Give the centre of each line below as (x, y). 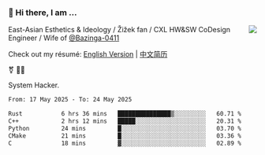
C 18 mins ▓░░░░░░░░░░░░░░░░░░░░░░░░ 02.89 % (125, 143)
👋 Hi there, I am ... (43, 13)
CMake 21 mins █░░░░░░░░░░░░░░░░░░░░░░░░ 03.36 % (125, 136)
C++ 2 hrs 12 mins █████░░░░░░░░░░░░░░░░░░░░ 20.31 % (125, 121)
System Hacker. (34, 85)
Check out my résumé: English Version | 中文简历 (88, 54)
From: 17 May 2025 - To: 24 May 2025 (70, 100)
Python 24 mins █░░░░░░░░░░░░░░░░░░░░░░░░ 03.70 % (125, 128)
